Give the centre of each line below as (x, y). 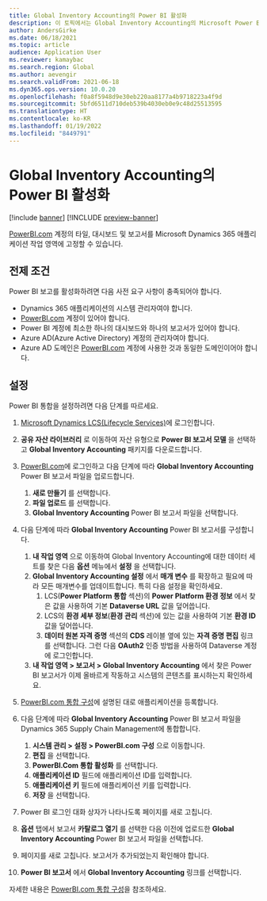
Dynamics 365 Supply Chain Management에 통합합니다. (111, 729)
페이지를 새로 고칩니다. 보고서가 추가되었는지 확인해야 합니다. (114, 856)
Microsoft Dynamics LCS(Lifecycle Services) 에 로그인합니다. (117, 423)
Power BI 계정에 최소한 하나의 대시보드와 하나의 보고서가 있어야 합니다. (130, 328)
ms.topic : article (39, 45)
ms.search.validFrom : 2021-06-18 (64, 82)
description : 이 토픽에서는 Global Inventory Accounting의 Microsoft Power (131, 23)
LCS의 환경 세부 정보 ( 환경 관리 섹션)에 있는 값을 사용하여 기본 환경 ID (150, 616)
